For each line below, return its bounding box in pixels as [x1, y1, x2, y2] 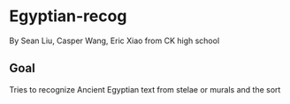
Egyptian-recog [9, 6, 127, 26]
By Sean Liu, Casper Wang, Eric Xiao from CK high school [9, 35, 220, 46]
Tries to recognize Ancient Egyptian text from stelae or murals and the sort [9, 84, 281, 94]
